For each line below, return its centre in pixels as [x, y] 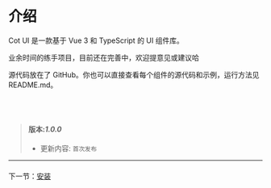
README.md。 [33, 85]
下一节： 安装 [29, 176]
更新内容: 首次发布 [69, 148]
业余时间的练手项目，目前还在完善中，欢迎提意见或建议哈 [104, 57]
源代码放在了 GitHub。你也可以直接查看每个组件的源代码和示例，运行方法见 [134, 74]
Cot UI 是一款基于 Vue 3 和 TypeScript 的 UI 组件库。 [96, 40]
